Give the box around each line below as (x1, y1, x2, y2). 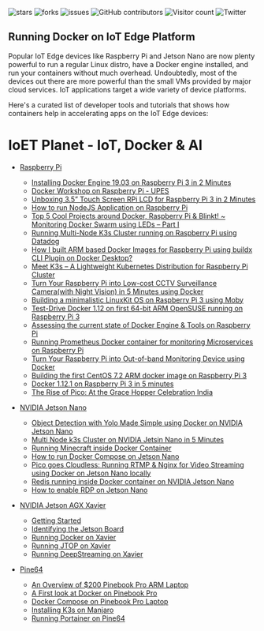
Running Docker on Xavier (31, 532, 117, 542)
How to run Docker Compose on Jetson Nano (31, 451, 180, 461)
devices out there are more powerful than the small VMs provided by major (8, 76, 251, 86)
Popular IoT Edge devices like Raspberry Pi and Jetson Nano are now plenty (8, 51, 255, 61)
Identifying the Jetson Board (31, 524, 125, 533)
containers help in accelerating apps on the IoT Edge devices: (8, 108, 209, 118)
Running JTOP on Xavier (31, 541, 111, 550)
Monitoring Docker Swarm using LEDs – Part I (31, 220, 180, 229)
